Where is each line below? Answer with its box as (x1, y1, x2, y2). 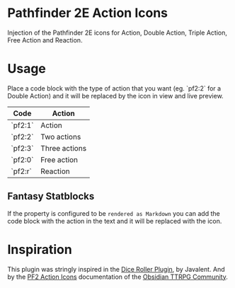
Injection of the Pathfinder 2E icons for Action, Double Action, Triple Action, (7, 28, 228, 37)
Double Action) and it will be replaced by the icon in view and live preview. (7, 91, 224, 100)
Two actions (40, 132, 81, 142)
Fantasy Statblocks (7, 190, 95, 202)
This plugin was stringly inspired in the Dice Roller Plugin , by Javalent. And (7, 265, 225, 273)
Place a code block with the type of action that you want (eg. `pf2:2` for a (7, 83, 222, 93)
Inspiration (7, 241, 72, 258)
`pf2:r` (11, 166, 32, 176)
